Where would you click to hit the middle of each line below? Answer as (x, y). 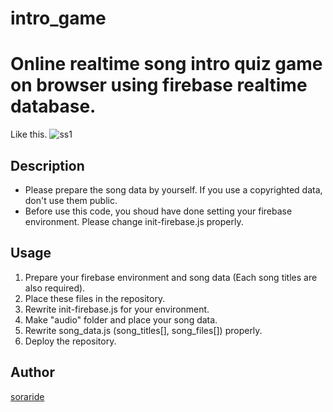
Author (32, 372)
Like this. (29, 134)
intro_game (58, 18)
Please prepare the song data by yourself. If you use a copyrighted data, (173, 189)
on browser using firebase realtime (159, 85)
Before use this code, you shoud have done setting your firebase (158, 211)
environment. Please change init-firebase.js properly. (134, 221)
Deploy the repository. (70, 341)
